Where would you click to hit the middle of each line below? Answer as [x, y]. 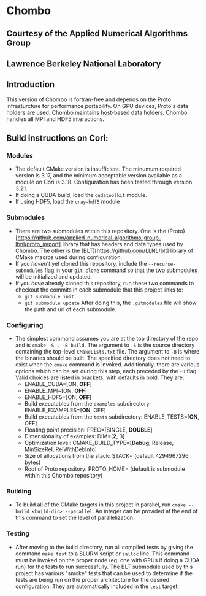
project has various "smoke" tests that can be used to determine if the [104, 573]
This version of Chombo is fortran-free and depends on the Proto [89, 99]
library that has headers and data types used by [123, 244]
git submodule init [49, 296]
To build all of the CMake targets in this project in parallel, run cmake [100, 505]
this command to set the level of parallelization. [75, 518]
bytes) [32, 462]
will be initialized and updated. [54, 276]
